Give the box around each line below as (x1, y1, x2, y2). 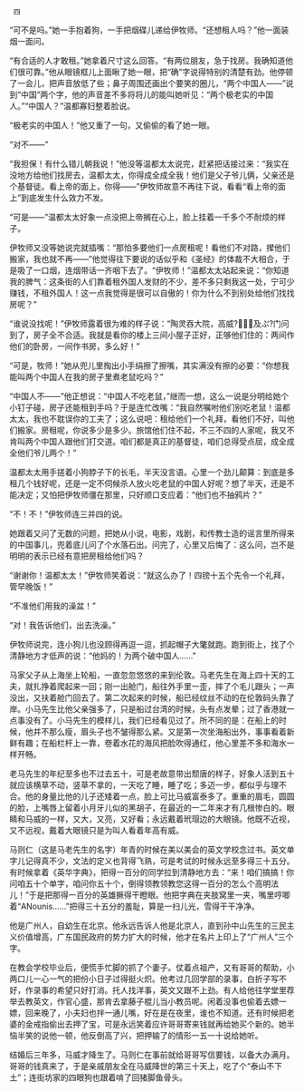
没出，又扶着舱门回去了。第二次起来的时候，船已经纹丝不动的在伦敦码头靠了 (9, 692, 295, 703)
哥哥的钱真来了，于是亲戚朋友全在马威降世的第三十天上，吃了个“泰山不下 (9, 1061, 283, 1071)
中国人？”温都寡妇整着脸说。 (28, 101, 136, 111)
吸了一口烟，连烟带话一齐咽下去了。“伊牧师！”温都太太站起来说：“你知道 (16, 265, 290, 276)
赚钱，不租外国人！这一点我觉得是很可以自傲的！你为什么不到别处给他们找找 (9, 287, 295, 298)
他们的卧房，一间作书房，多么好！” (9, 341, 140, 351)
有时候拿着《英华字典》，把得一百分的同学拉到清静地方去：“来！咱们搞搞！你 (9, 867, 295, 877)
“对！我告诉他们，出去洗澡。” (9, 619, 116, 630)
